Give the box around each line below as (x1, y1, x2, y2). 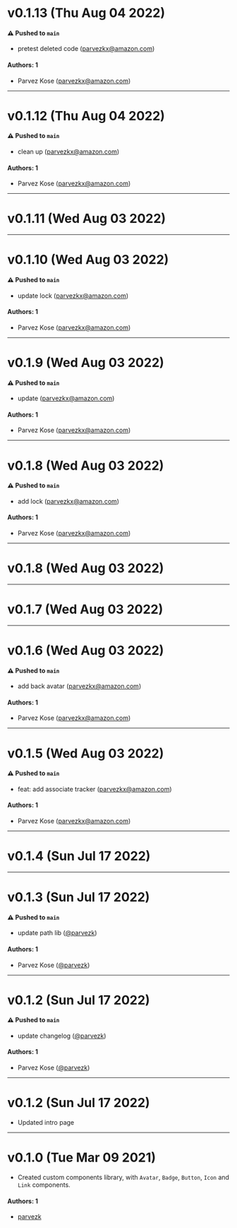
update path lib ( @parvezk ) (17, 929, 97, 937)
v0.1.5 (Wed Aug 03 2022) (7, 745, 164, 761)
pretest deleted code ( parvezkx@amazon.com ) (17, 45, 155, 53)
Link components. (17, 1180, 71, 1189)
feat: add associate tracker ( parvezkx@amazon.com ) (17, 784, 172, 793)
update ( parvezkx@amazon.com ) (17, 394, 115, 402)
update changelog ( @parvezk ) (17, 1031, 107, 1040)
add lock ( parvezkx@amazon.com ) (17, 497, 120, 505)
